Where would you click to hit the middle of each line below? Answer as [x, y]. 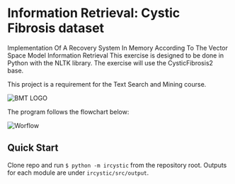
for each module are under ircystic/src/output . [78, 173]
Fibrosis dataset [56, 28]
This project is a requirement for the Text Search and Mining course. [107, 84]
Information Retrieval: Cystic [94, 13]
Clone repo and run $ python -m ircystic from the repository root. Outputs [117, 165]
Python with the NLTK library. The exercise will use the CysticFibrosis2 [110, 63]
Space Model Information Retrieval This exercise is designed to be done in [116, 55]
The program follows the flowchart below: [68, 112]
